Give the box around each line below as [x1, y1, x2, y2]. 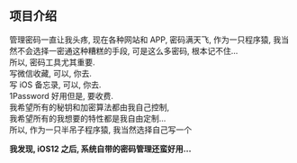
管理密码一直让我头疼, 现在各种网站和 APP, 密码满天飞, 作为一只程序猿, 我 [9, 34, 282, 45]
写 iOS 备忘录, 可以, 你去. [9, 79, 102, 90]
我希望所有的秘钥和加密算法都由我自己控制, [9, 102, 170, 113]
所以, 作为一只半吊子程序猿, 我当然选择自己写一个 [9, 124, 192, 135]
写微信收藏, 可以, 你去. [9, 68, 92, 78]
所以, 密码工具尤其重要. [9, 57, 96, 68]
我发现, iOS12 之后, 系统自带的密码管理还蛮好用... [9, 143, 192, 154]
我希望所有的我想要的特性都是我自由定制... [9, 113, 166, 123]
